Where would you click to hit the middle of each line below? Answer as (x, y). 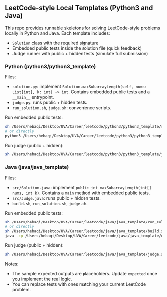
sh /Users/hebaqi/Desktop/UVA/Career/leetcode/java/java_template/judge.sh (85, 255)
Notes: (12, 264)
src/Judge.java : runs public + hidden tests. (56, 198)
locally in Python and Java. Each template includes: (58, 33)
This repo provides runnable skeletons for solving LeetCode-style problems (83, 28)
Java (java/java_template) (37, 167)
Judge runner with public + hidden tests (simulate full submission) (80, 53)
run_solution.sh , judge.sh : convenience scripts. (62, 108)
